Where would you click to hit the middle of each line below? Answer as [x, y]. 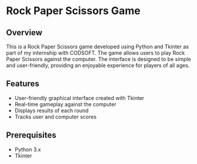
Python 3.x [28, 149]
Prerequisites [31, 135]
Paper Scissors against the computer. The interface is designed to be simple [98, 59]
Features [23, 84]
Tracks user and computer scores [56, 116]
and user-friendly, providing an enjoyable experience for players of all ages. [98, 65]
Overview [24, 33]
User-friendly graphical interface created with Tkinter [79, 98]
